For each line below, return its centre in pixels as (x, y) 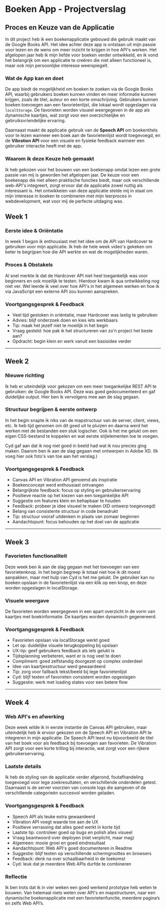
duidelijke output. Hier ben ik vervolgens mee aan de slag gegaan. (72, 397)
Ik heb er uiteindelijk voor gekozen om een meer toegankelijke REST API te (81, 386)
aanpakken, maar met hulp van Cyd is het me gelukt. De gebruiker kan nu (80, 577)
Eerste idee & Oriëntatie (34, 230)
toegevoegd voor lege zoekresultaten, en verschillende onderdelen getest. (81, 782)
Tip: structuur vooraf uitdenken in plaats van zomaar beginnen (76, 517)
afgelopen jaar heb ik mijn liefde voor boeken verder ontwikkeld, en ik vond (82, 55)
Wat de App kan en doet (34, 78)
